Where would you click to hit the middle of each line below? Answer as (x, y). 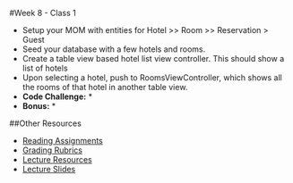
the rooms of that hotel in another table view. (105, 87)
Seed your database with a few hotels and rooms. (114, 49)
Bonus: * (39, 106)
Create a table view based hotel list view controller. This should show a (153, 58)
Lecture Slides (49, 169)
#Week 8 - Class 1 (43, 13)
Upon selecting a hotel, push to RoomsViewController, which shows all (152, 78)
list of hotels (45, 68)
